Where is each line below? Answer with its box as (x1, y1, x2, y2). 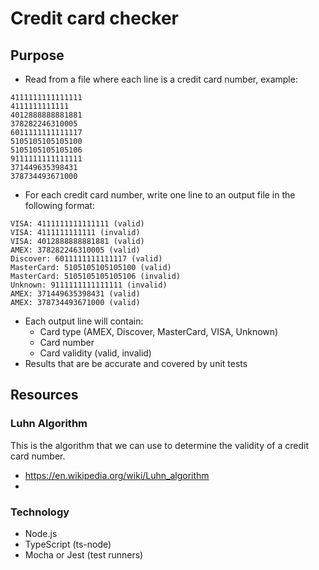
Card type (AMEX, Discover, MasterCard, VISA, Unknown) (39, 326, 279, 337)
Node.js (24, 527, 58, 539)
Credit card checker (10, 7, 179, 30)
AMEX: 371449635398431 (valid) (10, 289, 141, 299)
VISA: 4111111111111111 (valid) (10, 219, 145, 229)
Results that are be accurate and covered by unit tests (24, 358, 248, 369)
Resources (10, 387, 79, 404)
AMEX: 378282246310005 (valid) (10, 245, 141, 255)
